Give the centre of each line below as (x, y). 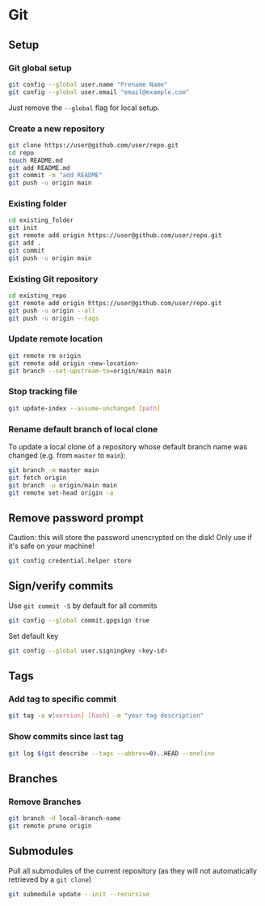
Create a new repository (57, 129)
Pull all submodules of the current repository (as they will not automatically (132, 870)
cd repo (21, 153)
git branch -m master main (54, 470)
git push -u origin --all (52, 311)
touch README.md (36, 160)
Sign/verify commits (61, 586)
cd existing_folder (41, 220)
